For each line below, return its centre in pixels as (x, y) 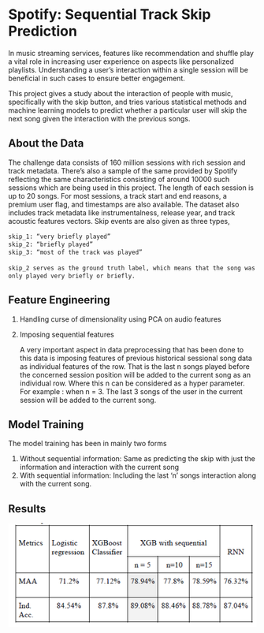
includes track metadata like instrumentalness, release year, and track (122, 212)
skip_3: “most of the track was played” (76, 252)
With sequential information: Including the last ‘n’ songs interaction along (138, 475)
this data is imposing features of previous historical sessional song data (136, 358)
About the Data (46, 143)
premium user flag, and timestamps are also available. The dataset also (124, 204)
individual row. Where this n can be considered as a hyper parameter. (132, 383)
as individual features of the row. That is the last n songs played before (134, 366)
